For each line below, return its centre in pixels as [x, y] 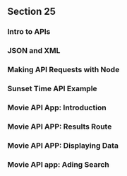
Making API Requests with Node [64, 70]
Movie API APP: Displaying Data [63, 146]
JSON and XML [34, 51]
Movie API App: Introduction [57, 107]
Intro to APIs [29, 32]
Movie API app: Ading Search [58, 164]
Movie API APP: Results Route [60, 127]
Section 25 [32, 12]
